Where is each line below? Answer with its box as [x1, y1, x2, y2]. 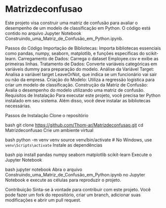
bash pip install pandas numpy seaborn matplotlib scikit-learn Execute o [5, 152, 152, 158]
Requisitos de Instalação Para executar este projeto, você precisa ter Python [5, 92, 161, 98]
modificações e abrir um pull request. [5, 197, 82, 203]
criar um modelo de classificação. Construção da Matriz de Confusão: [5, 82, 148, 87]
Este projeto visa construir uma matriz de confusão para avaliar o [5, 20, 138, 26]
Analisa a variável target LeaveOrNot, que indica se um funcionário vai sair [5, 71, 157, 77]
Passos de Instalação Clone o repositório [5, 112, 89, 118]
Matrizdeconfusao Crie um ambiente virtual [5, 127, 94, 133]
